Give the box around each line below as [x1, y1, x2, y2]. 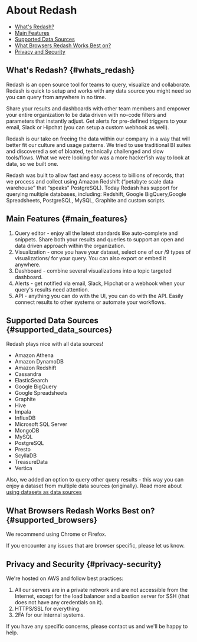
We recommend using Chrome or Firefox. [6, 530, 107, 538]
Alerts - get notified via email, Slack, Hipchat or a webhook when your [14, 280, 185, 287]
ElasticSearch [14, 377, 48, 384]
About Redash [6, 4, 77, 17]
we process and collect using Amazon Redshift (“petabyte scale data [6, 178, 174, 185]
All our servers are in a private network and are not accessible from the [14, 587, 188, 593]
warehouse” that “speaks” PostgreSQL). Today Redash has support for [6, 184, 178, 191]
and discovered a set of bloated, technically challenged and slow [6, 148, 164, 155]
